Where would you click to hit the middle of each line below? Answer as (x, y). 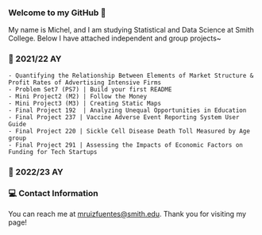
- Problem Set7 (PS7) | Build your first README (90, 89)
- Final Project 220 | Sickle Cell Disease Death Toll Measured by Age (129, 131)
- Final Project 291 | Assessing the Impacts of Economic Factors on (126, 145)
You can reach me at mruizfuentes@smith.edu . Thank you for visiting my (127, 214)
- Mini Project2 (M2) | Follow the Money (78, 96)
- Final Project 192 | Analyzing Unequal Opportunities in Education (127, 110)
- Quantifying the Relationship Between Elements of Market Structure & (131, 75)
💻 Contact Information (53, 194)
